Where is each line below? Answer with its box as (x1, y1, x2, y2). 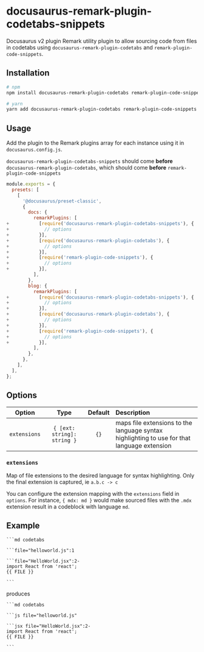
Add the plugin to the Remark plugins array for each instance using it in (6, 139, 185, 147)
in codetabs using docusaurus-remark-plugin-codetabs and (6, 44, 153, 51)
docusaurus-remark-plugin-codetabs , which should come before (6, 164, 167, 172)
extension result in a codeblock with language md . (6, 503, 130, 510)
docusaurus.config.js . (6, 146, 63, 153)
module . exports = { (6, 181, 56, 187)
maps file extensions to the (115, 418, 192, 427)
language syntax (115, 426, 163, 434)
